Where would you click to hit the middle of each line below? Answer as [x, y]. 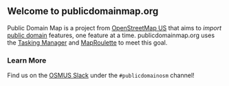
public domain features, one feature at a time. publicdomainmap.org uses [111, 35]
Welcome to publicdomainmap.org [83, 11]
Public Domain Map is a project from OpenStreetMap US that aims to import [115, 28]
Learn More [27, 60]
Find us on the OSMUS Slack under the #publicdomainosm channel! [101, 76]
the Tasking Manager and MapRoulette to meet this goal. [87, 42]
